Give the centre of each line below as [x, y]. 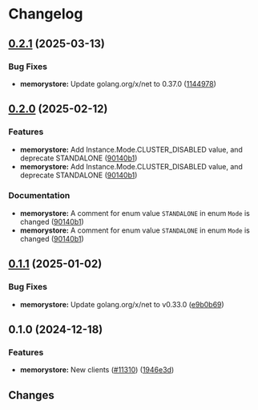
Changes [31, 395]
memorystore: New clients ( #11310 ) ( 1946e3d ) [97, 370]
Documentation [39, 196]
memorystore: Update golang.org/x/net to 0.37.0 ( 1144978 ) [118, 83]
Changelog [46, 14]
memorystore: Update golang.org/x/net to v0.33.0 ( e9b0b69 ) [122, 304]
